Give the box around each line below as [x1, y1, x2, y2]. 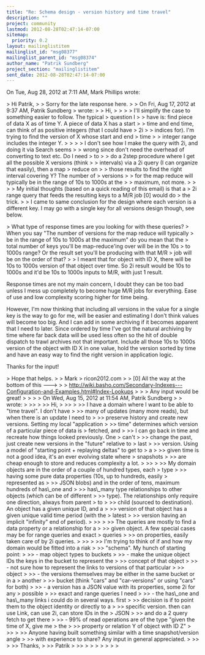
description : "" [6, 15, 48, 21]
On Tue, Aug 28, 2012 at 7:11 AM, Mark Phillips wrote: [6, 88, 141, 96]
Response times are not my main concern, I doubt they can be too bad [6, 280, 184, 288]
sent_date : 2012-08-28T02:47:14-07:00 [6, 72, 105, 78]
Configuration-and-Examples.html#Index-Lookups [6, 388, 133, 396]
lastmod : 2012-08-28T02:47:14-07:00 [6, 26, 100, 33]
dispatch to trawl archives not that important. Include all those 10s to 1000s [6, 338, 196, 345]
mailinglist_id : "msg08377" [6, 49, 78, 55]
